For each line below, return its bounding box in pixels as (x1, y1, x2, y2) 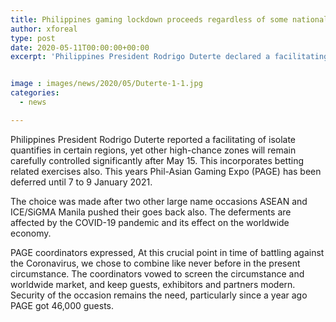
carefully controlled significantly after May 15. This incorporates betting (10, 154, 304, 166)
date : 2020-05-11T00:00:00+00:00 (10, 42, 150, 53)
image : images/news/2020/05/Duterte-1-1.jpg (10, 79, 203, 89)
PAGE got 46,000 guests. (10, 299, 115, 311)
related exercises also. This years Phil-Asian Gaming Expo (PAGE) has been (10, 165, 322, 177)
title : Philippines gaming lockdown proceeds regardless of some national (10, 14, 329, 25)
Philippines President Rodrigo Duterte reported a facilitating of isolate (10, 133, 297, 145)
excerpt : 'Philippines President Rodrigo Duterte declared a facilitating (10, 52, 329, 62)
